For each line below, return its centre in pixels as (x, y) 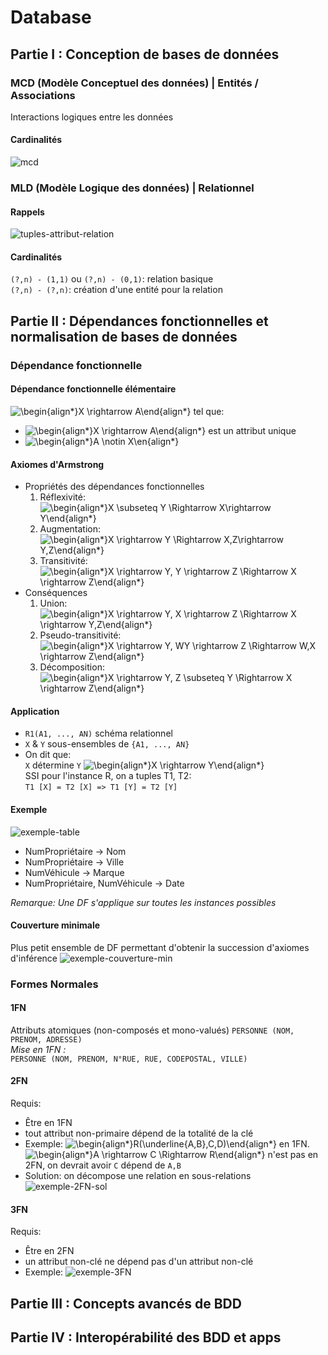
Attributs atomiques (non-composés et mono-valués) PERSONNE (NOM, (152, 1030)
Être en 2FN (49, 1251)
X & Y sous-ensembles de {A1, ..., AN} (107, 744)
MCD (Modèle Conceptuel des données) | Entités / (134, 83)
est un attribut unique (252, 430)
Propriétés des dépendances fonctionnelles (114, 487)
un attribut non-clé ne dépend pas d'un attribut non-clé (139, 1262)
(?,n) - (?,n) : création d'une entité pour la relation (116, 290)
